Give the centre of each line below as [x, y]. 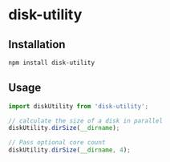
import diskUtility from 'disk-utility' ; [79, 106]
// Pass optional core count [57, 143]
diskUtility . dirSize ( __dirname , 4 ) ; [69, 150]
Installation [37, 45]
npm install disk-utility [51, 63]
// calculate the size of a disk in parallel [85, 121]
